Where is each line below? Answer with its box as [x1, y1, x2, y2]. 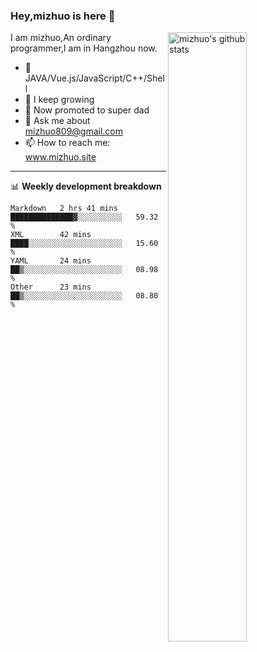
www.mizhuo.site [24, 151, 97, 163]
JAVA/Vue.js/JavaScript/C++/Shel [24, 72, 165, 84]
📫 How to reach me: [24, 137, 111, 149]
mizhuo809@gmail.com [24, 125, 124, 138]
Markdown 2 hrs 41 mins [10, 204, 118, 214]
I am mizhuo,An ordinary [10, 32, 112, 44]
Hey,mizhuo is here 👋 [10, 9, 116, 23]
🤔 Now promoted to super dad [24, 104, 150, 116]
